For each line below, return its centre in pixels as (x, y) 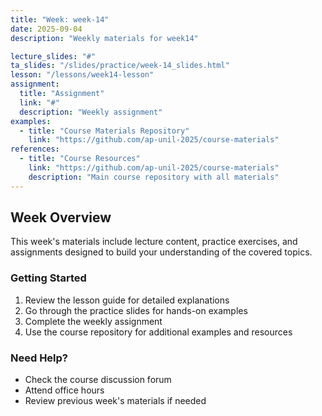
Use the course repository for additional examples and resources (158, 332)
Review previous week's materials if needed (115, 401)
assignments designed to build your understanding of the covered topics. (161, 252)
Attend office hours (64, 390)
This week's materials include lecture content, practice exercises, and (154, 242)
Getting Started (48, 278)
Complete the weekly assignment (93, 321)
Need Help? (39, 358)
